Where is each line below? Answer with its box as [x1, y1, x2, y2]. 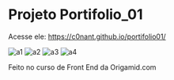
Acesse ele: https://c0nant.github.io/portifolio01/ [8, 32, 166, 41]
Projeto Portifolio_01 [8, 6, 144, 24]
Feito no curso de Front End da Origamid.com [8, 62, 157, 72]
